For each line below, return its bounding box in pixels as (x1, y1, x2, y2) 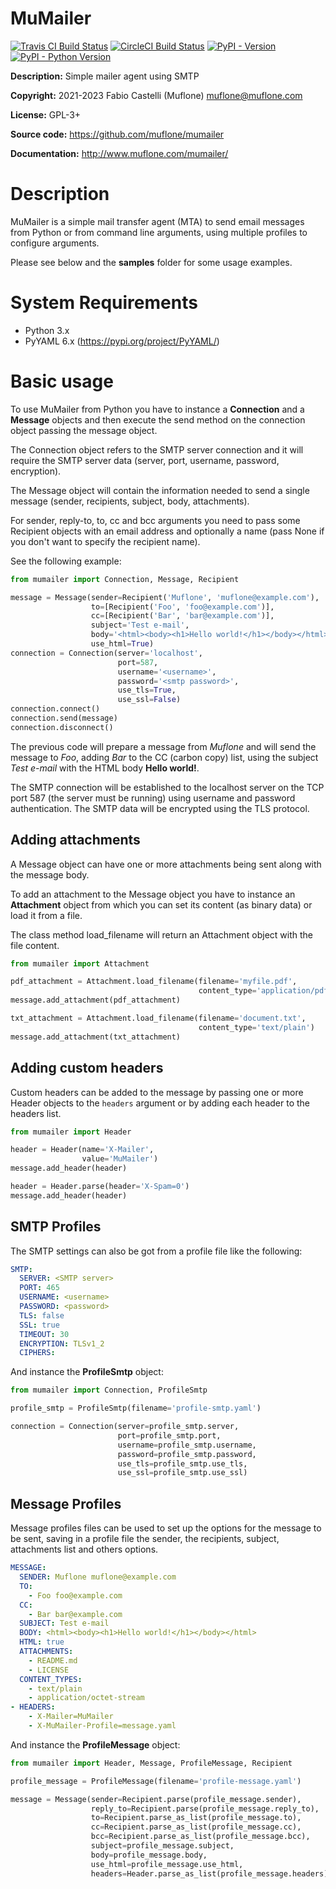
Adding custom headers (10, 1060, 164, 1077)
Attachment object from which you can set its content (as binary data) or (10, 898, 313, 911)
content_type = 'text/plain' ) (198, 1022, 315, 1032)
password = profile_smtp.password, (117, 1449, 257, 1459)
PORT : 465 (19, 1283, 60, 1293)
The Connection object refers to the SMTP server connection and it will (10, 443, 304, 456)
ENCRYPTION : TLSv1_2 (19, 1338, 105, 1349)
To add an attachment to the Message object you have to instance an (10, 888, 296, 900)
